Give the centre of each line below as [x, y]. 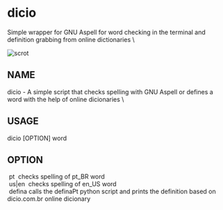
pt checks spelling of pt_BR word [57, 177]
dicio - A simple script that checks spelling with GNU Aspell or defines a [110, 91]
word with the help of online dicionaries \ [66, 99]
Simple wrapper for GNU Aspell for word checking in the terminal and [107, 32]
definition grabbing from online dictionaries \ [71, 39]
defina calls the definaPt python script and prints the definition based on [113, 192]
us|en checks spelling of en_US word [63, 184]
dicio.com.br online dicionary [49, 199]
